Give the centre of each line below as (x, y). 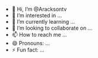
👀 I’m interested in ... (37, 15)
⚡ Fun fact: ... (28, 50)
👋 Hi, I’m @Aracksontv (39, 9)
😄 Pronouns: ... (31, 43)
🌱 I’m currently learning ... (43, 22)
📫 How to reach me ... (39, 35)
